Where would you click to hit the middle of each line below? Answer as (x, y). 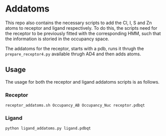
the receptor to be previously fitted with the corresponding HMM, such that (83, 33)
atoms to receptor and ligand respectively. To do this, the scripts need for (81, 28)
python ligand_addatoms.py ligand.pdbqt (48, 128)
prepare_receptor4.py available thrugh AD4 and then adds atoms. (73, 54)
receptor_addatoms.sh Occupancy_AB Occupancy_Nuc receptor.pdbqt (75, 106)
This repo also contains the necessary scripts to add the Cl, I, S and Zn (78, 23)
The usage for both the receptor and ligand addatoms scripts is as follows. (82, 82)
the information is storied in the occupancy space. (57, 39)
